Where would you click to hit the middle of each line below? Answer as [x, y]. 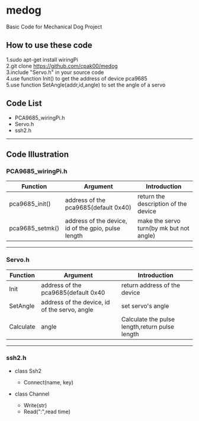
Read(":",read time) [47, 412]
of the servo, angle [67, 310]
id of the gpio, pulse [92, 229]
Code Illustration [38, 154]
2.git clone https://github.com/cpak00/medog [62, 66]
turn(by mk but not [163, 229]
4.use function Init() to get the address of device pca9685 [77, 78]
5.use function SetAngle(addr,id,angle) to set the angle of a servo [86, 85]
